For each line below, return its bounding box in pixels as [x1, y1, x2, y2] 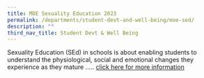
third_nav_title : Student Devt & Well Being [7, 29, 139, 37]
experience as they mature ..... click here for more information [7, 63, 185, 71]
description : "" [7, 23, 54, 30]
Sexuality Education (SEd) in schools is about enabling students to [7, 48, 197, 57]
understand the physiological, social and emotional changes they [7, 56, 194, 64]
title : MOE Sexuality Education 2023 [7, 10, 117, 17]
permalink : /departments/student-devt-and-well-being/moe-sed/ [7, 17, 195, 23]
